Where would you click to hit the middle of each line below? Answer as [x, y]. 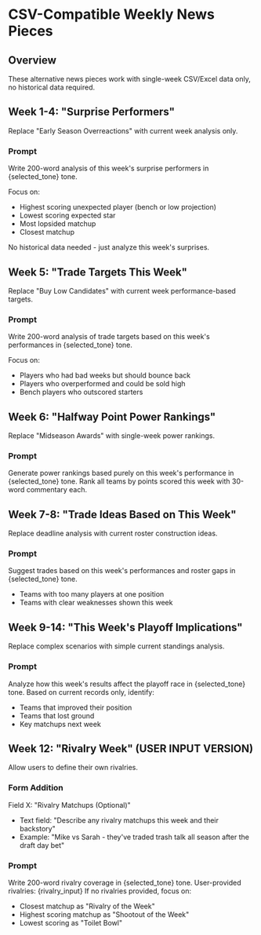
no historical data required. [52, 87]
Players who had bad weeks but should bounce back [105, 375]
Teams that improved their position [76, 707]
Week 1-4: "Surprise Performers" [91, 112]
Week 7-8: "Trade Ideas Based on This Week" [122, 515]
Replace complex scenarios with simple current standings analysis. [116, 646]
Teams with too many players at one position [92, 594]
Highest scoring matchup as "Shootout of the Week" [104, 914]
